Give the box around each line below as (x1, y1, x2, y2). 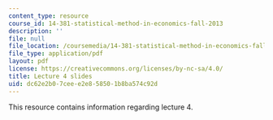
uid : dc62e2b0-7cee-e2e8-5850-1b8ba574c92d (8, 79, 158, 88)
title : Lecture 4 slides (8, 72, 93, 80)
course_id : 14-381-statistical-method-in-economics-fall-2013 (8, 19, 223, 28)
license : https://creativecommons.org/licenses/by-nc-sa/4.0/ (8, 65, 223, 73)
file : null (8, 34, 45, 43)
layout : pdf (8, 58, 49, 66)
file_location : (8, 42, 60, 50)
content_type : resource (8, 11, 89, 20)
